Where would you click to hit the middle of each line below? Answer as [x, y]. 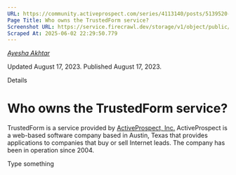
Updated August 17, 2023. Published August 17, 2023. [85, 66]
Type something [31, 164]
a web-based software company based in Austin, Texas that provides [108, 135]
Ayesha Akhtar [29, 53]
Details [17, 80]
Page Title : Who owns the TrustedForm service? [78, 20]
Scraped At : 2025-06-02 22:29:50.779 [63, 33]
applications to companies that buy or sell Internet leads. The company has [116, 143]
